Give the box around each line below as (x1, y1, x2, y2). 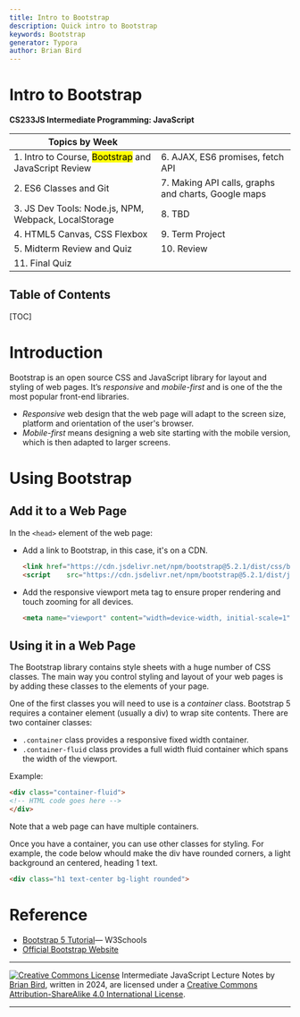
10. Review (160, 242, 208, 255)
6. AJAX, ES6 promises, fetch (160, 151, 284, 164)
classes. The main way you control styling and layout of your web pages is (9, 672, 284, 682)
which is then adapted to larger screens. (21, 436, 171, 447)
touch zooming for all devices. (21, 596, 134, 606)
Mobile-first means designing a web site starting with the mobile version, (21, 427, 291, 438)
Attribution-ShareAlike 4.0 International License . (9, 988, 186, 999)
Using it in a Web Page (9, 638, 137, 653)
